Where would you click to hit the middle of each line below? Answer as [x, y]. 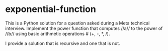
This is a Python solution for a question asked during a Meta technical [77, 23]
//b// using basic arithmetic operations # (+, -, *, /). [58, 33]
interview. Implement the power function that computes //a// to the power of [84, 28]
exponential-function [51, 9]
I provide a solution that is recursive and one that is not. [63, 43]
